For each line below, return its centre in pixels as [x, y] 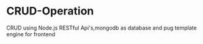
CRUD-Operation [50, 11]
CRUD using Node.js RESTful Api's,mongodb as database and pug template [102, 28]
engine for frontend [31, 34]
